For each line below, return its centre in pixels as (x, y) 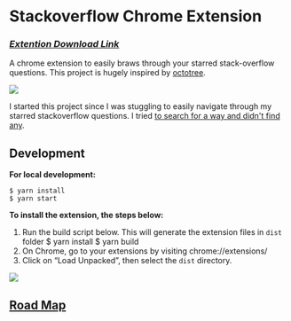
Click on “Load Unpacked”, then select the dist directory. (127, 261)
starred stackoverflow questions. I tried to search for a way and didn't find (145, 116)
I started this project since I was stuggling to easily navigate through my (141, 106)
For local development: (52, 175)
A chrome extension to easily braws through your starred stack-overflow (142, 63)
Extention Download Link (64, 44)
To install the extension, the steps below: (87, 215)
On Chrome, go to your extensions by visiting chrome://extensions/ (145, 251)
